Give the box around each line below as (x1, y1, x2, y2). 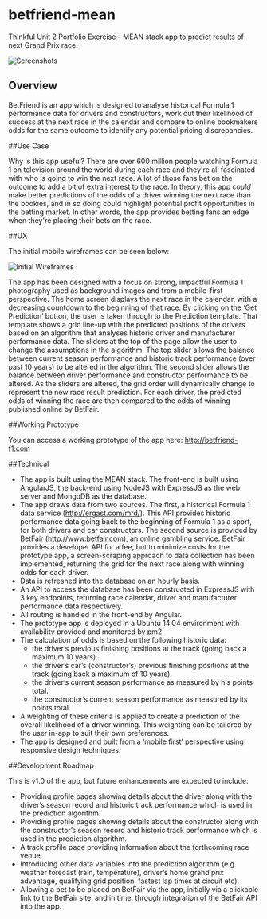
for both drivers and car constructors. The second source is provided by (19, 525, 257, 534)
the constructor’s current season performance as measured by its (31, 694, 248, 704)
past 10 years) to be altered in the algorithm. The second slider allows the (8, 362, 249, 371)
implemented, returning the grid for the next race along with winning (19, 559, 245, 569)
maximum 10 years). (31, 651, 98, 662)
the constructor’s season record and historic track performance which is (19, 825, 257, 835)
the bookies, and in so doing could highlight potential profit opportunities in (8, 198, 255, 208)
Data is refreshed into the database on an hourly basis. (19, 576, 201, 585)
